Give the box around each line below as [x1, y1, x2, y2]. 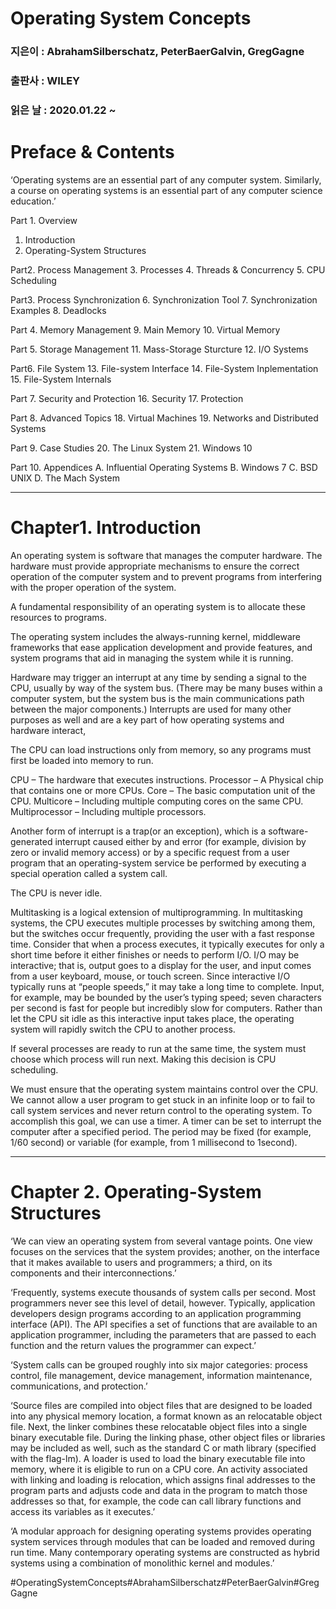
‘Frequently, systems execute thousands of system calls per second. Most [10, 1286, 316, 1298]
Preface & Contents [10, 141, 175, 164]
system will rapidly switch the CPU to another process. [10, 1023, 236, 1035]
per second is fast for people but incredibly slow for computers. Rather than [10, 1002, 323, 1014]
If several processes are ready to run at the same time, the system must [10, 1042, 307, 1054]
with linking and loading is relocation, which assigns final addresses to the [10, 1473, 316, 1486]
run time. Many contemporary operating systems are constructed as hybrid [10, 1546, 320, 1558]
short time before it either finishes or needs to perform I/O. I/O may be [10, 948, 300, 961]
